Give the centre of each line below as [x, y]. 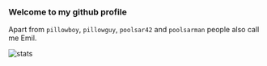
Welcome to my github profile [68, 12]
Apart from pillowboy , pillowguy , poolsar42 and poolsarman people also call [134, 30]
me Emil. [23, 38]
